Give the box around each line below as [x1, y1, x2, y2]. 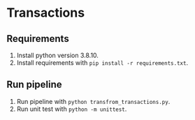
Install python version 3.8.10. [16, 51, 99, 59]
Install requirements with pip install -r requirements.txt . [16, 59, 189, 67]
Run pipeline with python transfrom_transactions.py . [16, 97, 171, 105]
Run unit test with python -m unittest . [16, 105, 127, 113]
